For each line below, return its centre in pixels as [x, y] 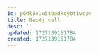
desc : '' [20, 26]
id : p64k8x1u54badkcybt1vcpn [49, 13]
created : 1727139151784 [42, 39]
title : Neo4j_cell [34, 20]
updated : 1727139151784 [42, 33]
